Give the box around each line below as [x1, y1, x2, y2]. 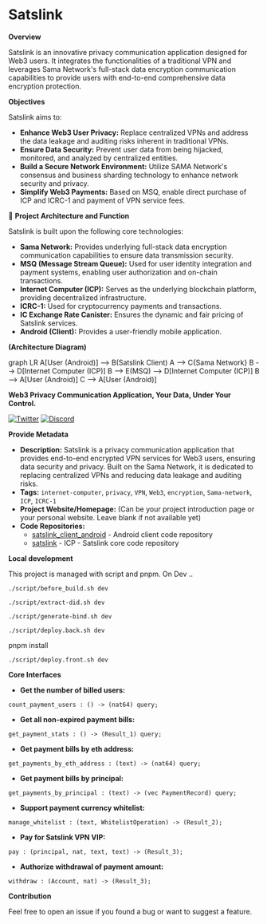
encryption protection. [8, 81, 82, 91]
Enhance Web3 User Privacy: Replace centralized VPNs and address [19, 128, 249, 137]
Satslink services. [19, 318, 78, 328]
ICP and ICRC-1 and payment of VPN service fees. [19, 195, 186, 205]
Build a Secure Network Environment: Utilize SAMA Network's [19, 161, 228, 171]
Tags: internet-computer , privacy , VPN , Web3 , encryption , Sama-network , [19, 487, 253, 496]
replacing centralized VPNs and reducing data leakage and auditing [19, 470, 241, 480]
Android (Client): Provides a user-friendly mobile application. [19, 326, 222, 336]
